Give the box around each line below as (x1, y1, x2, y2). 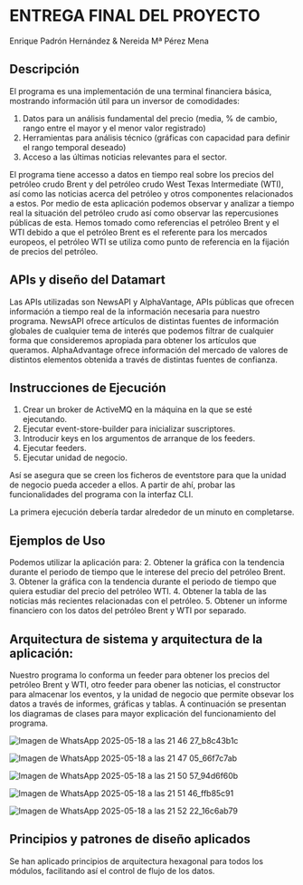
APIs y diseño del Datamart (9, 273, 166, 288)
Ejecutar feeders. (22, 443, 88, 454)
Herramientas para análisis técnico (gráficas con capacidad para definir (22, 132, 290, 143)
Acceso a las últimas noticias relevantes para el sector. (22, 151, 228, 162)
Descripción (9, 62, 80, 77)
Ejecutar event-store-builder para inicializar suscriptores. (22, 423, 236, 435)
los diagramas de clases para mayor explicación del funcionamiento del (9, 708, 277, 718)
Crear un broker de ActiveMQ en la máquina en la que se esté (22, 404, 253, 415)
